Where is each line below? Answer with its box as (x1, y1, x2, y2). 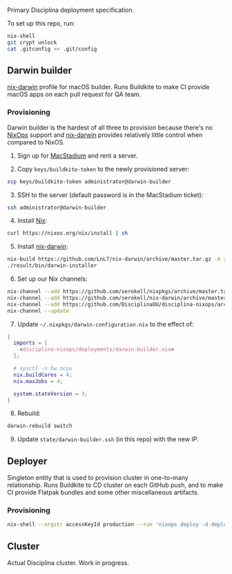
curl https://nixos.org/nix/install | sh (7, 230, 128, 237)
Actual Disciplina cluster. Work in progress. (7, 559, 130, 567)
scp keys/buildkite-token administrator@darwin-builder (7, 178, 171, 185)
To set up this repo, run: (7, 19, 75, 27)
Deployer (7, 455, 48, 467)
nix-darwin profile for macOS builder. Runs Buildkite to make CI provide (7, 83, 210, 91)
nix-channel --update (7, 307, 70, 314)
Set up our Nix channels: (17, 275, 88, 283)
